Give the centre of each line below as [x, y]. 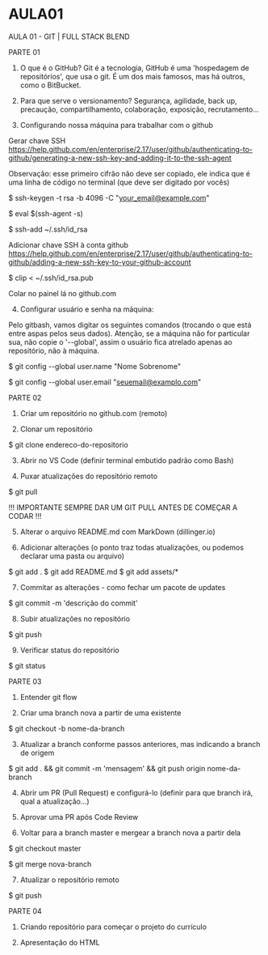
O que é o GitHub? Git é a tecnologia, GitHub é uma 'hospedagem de [134, 68]
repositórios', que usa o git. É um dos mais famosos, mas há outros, [132, 76]
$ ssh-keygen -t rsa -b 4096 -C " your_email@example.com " [109, 197]
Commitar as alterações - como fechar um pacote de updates [123, 587]
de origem [37, 753]
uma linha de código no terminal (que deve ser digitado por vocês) [119, 182]
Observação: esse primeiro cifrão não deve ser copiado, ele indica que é [129, 173]
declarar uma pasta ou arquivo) [72, 556]
